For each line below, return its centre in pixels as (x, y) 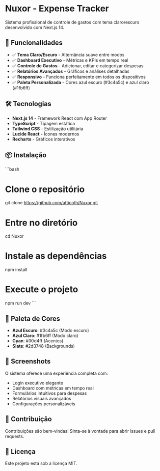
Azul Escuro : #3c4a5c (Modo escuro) (51, 330)
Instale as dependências (56, 256)
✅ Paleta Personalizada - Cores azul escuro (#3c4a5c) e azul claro (80, 82)
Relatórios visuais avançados (41, 398)
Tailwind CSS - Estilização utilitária (48, 129)
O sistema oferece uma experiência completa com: (57, 373)
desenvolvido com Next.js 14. (35, 27)
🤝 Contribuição (28, 419)
